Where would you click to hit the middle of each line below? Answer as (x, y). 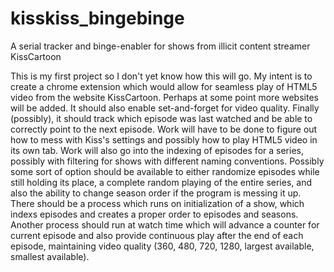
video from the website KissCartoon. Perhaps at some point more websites (164, 97)
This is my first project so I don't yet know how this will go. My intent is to (161, 76)
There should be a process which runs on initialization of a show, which (157, 203)
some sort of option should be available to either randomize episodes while (165, 171)
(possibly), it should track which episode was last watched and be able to (161, 118)
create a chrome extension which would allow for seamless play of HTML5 (164, 86)
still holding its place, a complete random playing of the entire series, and (161, 182)
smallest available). (50, 256)
